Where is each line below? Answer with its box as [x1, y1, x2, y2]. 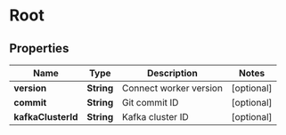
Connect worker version [121, 82, 223, 94]
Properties [9, 41, 69, 56]
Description [146, 67, 198, 79]
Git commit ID [121, 97, 179, 108]
